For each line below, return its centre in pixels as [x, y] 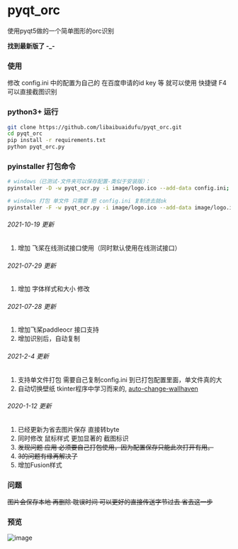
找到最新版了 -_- [31, 45]
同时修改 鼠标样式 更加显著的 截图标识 [73, 438]
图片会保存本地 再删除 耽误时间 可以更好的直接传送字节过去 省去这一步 [110, 502]
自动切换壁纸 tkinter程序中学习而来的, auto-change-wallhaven [108, 388]
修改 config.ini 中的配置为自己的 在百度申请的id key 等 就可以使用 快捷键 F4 [117, 83]
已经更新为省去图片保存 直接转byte [68, 429]
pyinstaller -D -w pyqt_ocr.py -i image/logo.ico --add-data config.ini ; [119, 188]
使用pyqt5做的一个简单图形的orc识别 [61, 31]
